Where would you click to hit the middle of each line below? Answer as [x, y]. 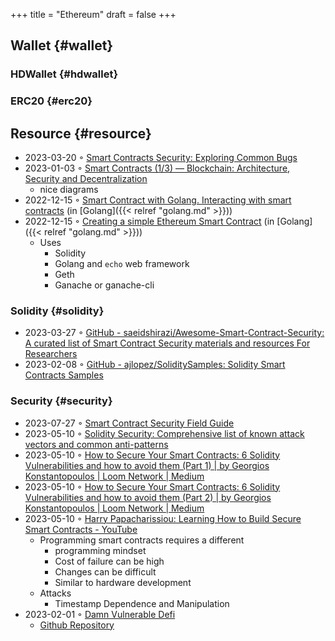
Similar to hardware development [123, 582]
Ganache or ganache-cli [104, 285]
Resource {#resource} [81, 133]
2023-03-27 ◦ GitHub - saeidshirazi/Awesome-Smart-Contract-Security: [174, 333]
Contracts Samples [64, 375]
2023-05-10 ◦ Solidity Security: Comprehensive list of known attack [164, 433]
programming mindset [100, 550]
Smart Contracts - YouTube [81, 529]
